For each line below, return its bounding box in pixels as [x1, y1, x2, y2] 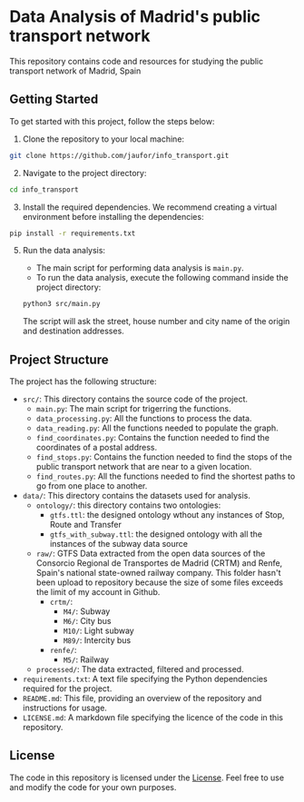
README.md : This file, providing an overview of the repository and [22, 693, 262, 704]
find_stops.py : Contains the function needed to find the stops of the [35, 451, 292, 462]
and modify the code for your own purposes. [9, 781, 177, 792]
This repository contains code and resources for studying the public [9, 55, 264, 66]
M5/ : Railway [63, 654, 110, 665]
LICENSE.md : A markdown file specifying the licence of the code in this [22, 712, 284, 723]
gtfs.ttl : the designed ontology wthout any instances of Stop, [49, 510, 285, 520]
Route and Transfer [49, 520, 123, 530]
